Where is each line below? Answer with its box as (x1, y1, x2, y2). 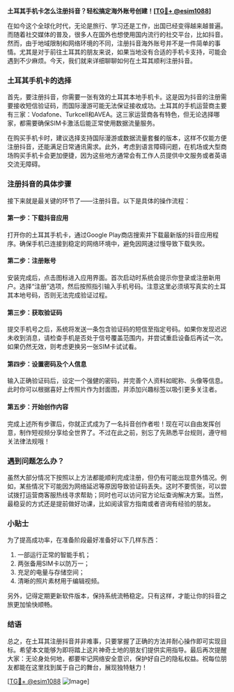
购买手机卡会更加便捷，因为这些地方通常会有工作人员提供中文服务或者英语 (13, 152, 227, 160)
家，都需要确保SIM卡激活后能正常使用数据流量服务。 (7, 119, 159, 128)
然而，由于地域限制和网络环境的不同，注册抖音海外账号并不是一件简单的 (7, 39, 214, 47)
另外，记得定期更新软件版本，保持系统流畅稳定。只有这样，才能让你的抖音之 (7, 591, 227, 600)
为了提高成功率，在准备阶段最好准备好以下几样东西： (7, 536, 160, 544)
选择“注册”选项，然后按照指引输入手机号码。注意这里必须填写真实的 (19, 282, 214, 290)
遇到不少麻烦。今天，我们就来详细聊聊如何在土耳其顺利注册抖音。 (7, 57, 196, 65)
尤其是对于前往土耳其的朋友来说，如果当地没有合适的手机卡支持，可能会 (19, 48, 227, 56)
